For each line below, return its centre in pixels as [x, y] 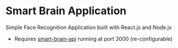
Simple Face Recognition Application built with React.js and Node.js [89, 27]
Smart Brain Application [66, 11]
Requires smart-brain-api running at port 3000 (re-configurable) [93, 39]
